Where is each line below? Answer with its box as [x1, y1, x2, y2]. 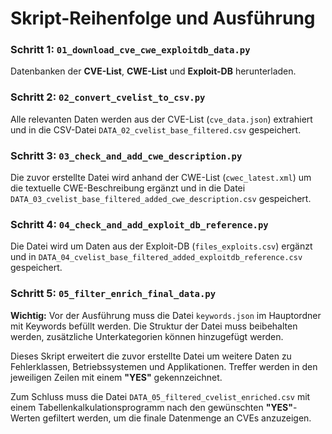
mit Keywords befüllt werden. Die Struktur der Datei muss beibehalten [10, 320, 298, 332]
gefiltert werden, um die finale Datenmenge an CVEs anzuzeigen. [42, 412, 312, 424]
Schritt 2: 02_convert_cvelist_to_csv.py [10, 90, 206, 104]
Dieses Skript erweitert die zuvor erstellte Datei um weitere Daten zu [10, 350, 292, 362]
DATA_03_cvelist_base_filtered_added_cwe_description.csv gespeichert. [10, 193, 312, 205]
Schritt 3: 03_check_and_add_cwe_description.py [10, 148, 243, 162]
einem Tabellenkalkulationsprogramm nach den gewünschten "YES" [10, 401, 294, 413]
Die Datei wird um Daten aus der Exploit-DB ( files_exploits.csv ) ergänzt [10, 240, 313, 252]
